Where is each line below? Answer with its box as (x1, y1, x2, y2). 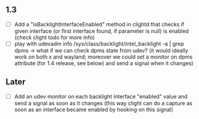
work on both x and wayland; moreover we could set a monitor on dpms (14, 53, 193, 60)
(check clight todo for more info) (14, 33, 95, 41)
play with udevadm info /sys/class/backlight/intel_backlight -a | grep (14, 40, 185, 47)
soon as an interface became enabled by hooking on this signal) (14, 106, 174, 113)
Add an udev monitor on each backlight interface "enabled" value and (14, 93, 188, 100)
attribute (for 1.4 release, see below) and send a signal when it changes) (14, 59, 194, 66)
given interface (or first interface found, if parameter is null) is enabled (14, 27, 189, 35)
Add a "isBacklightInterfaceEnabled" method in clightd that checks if (14, 20, 185, 28)
